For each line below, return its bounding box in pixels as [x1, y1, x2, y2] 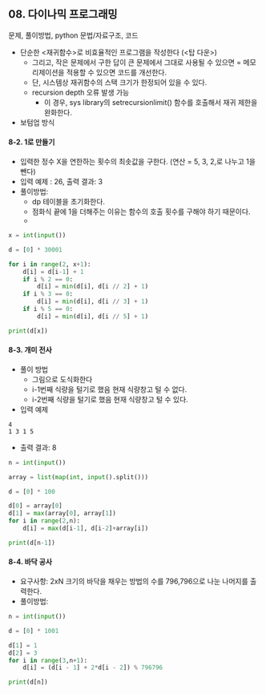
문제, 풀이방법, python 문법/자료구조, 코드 [8, 30, 139, 40]
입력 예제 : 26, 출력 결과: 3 [19, 177, 103, 187]
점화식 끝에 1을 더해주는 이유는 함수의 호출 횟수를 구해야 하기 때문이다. [31, 207, 251, 216]
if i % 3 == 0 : [22, 290, 74, 298]
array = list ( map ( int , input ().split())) [8, 473, 149, 481]
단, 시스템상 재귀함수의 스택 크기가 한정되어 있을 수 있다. [31, 77, 208, 87]
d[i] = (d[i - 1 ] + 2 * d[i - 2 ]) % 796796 [22, 664, 163, 672]
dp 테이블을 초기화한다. [31, 197, 106, 207]
